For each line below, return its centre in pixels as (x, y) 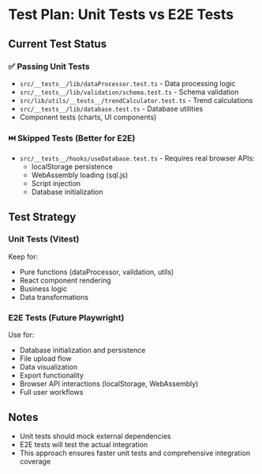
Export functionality (52, 375)
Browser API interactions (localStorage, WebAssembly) (109, 384)
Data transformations (54, 297)
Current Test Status (58, 44)
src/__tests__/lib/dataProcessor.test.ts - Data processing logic (127, 83)
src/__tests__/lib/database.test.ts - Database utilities (111, 108)
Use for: (21, 335)
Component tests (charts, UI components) (88, 117)
